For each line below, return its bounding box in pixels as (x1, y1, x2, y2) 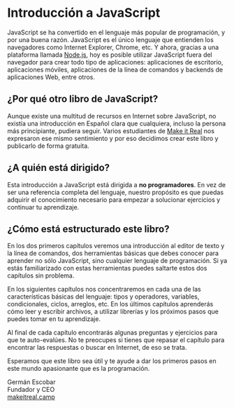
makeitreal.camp (7, 393, 56, 401)
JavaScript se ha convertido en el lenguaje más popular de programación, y (7, 28, 226, 36)
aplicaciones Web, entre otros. (7, 72, 96, 81)
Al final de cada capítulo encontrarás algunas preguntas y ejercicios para (7, 328, 218, 337)
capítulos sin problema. (7, 271, 75, 280)
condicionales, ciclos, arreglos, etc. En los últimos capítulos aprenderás (7, 300, 214, 308)
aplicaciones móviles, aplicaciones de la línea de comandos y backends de (7, 65, 224, 74)
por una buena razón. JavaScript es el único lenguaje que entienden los (7, 35, 214, 43)
